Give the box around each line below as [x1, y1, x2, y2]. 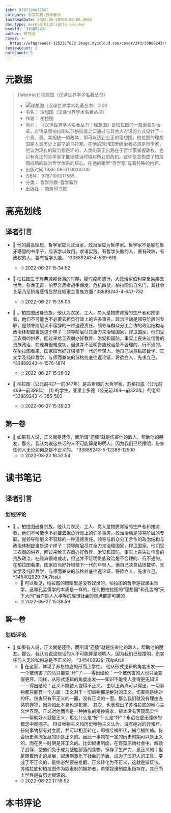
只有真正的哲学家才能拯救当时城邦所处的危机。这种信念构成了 [25, 154, 155, 160]
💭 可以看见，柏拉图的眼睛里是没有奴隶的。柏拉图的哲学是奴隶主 [20, 580, 154, 586]
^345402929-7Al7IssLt [12, 574, 61, 580]
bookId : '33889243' [5, 27, 47, 32]
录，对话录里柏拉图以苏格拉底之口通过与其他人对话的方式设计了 [25, 128, 159, 134]
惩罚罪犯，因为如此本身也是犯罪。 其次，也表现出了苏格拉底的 [20, 702, 151, 708]
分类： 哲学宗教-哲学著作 [25, 179, 78, 186]
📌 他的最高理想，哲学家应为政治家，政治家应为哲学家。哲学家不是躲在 [12, 242, 160, 248]
